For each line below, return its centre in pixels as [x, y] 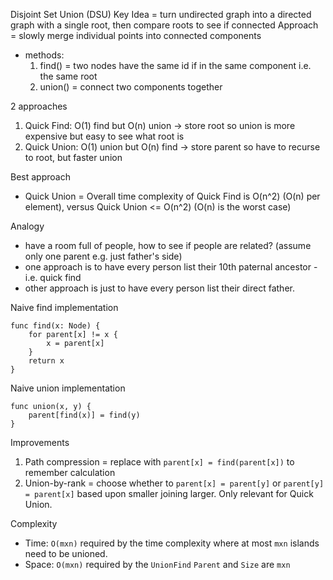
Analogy [27, 226]
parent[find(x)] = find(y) [84, 415]
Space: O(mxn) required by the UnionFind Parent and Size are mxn [157, 564]
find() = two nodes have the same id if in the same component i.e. [175, 65]
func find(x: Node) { [55, 326]
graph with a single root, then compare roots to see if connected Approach [164, 25]
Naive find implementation [64, 307]
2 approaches [39, 106]
